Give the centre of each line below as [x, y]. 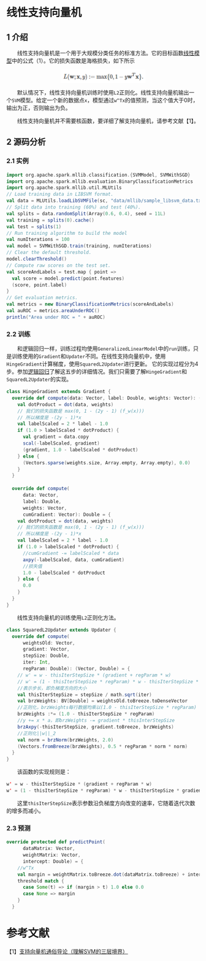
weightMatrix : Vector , [51, 855]
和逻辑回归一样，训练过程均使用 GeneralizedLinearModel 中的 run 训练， [105, 349]
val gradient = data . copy [55, 437]
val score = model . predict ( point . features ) [68, 278]
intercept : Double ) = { [53, 861]
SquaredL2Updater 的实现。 [39, 379]
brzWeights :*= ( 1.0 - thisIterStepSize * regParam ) [86, 714]
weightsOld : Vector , [49, 643]
